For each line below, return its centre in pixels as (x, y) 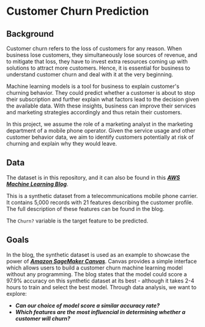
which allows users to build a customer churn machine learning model (95, 268)
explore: (17, 293)
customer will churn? (43, 318)
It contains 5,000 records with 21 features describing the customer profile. (100, 202)
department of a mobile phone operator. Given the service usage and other (101, 130)
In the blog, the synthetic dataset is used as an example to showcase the (98, 254)
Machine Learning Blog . (37, 184)
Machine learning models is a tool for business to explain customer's (93, 86)
